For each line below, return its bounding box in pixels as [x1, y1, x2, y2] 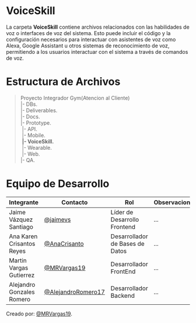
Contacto [61, 198, 88, 206]
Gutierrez [9, 271, 35, 279]
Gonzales [9, 288, 35, 296]
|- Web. [22, 150, 40, 157]
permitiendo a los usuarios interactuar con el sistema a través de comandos [6, 48, 188, 55]
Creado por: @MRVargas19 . [6, 310, 73, 317]
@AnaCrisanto [44, 239, 84, 248]
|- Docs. [20, 113, 40, 120]
